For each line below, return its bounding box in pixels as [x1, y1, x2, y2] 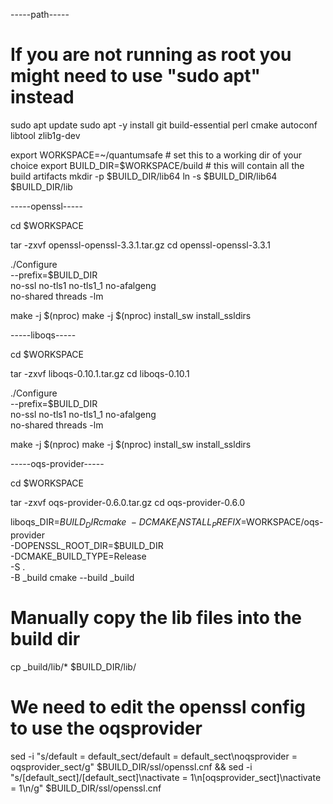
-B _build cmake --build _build [10, 571, 135, 583]
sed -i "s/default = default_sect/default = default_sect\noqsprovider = [10, 750, 298, 762]
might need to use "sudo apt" [10, 65, 261, 88]
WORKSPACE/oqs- [246, 515, 324, 528]
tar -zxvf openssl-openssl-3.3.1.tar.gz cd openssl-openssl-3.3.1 [10, 239, 271, 251]
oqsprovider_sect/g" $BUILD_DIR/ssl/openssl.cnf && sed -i [10, 760, 253, 773]
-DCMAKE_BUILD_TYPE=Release [10, 550, 147, 562]
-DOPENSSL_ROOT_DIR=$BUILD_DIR [10, 539, 164, 551]
